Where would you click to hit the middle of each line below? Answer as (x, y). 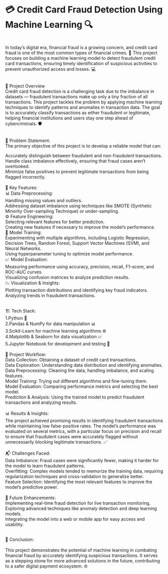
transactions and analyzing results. (41, 402)
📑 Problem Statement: (28, 140)
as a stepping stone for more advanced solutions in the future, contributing (83, 560)
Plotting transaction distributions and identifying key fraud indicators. (76, 290)
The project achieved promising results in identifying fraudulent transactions (84, 420)
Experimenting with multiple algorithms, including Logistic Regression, (78, 238)
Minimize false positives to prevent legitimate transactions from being (77, 172)
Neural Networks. (23, 248)
